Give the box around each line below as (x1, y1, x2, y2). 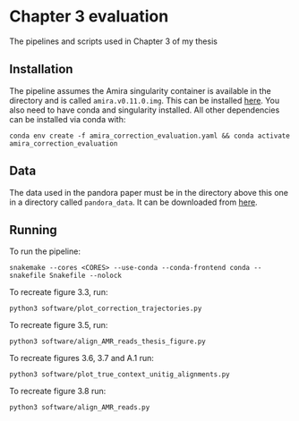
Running (9, 222, 58, 238)
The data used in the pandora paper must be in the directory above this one (9, 187, 289, 198)
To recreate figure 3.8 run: (9, 386, 107, 397)
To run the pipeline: (9, 246, 81, 257)
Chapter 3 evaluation (9, 6, 169, 27)
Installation (9, 62, 73, 77)
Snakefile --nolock (48, 271, 123, 281)
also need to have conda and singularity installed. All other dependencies (9, 105, 280, 115)
